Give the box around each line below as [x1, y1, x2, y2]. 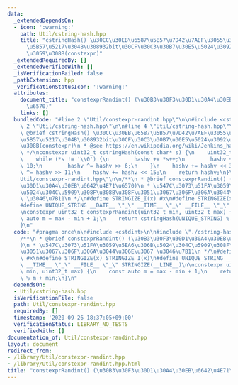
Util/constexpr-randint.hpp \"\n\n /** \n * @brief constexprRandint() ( [20, 175, 233, 183]
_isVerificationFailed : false [13, 70, 103, 77]
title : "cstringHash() [20, 37, 87, 44]
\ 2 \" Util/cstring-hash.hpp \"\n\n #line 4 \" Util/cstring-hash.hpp [20, 122, 223, 130]
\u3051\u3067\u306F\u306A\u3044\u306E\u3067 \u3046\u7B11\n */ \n [20, 248, 217, 256]
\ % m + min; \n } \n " [20, 274, 78, 281]
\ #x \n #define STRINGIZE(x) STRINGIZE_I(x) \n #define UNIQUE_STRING [20, 255, 223, 262]
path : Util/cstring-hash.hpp [20, 30, 106, 38]
